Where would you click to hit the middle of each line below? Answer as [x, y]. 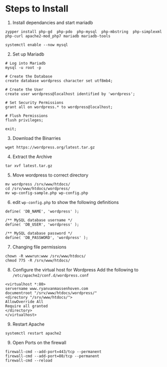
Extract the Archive [32, 156]
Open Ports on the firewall [39, 342]
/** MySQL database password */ [39, 233]
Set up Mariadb [28, 54]
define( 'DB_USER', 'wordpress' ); [42, 224]
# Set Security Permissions [34, 102]
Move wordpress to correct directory [50, 175]
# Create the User [24, 89]
